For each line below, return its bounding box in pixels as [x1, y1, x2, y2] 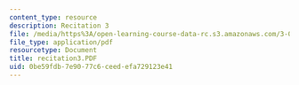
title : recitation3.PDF [9, 54, 98, 63]
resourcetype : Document [9, 46, 98, 55]
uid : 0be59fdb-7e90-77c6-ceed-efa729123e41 [9, 63, 174, 72]
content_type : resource [9, 12, 98, 22]
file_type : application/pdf [9, 37, 114, 47]
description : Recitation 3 [9, 21, 109, 30]
